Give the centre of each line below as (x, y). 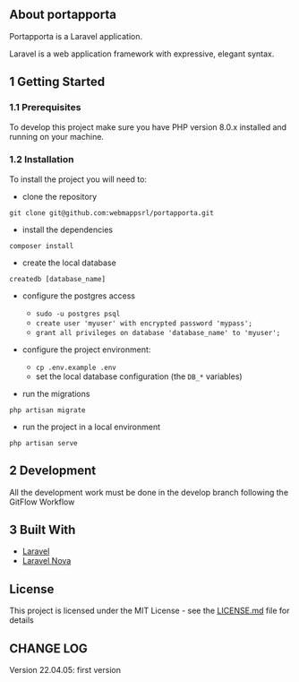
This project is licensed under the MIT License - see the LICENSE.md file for (149, 611)
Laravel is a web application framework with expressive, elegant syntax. (142, 54)
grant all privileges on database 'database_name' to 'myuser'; (158, 332)
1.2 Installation (42, 160)
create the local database (69, 263)
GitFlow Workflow (42, 502)
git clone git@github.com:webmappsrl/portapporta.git (112, 213)
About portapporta (63, 15)
